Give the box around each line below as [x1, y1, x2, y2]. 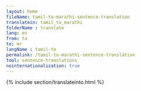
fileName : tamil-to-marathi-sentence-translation [6, 14, 130, 20]
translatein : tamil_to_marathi [6, 19, 83, 25]
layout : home [6, 8, 38, 15]
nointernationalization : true [6, 62, 80, 69]
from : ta [6, 36, 28, 41]
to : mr [6, 41, 22, 47]
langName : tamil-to [6, 47, 57, 52]
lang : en [6, 30, 28, 36]
